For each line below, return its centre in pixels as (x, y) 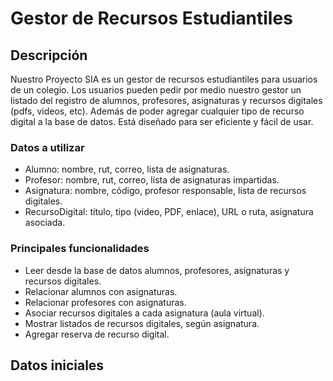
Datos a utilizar (47, 147)
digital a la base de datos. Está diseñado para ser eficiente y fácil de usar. (162, 121)
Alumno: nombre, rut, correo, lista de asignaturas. (127, 169)
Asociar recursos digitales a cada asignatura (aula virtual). (144, 313)
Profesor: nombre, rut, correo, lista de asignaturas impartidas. (152, 180)
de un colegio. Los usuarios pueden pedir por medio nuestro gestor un (156, 90)
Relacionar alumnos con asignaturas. (101, 291)
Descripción (49, 55)
